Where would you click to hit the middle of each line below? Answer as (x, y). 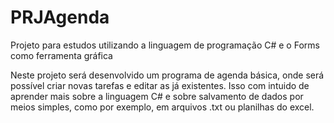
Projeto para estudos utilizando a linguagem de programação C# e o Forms (165, 45)
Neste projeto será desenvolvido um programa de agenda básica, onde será (167, 75)
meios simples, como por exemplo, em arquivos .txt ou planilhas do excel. (162, 107)
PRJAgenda (60, 17)
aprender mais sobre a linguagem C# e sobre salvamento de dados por (157, 96)
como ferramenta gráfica (61, 55)
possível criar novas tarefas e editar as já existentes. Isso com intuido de (160, 85)
